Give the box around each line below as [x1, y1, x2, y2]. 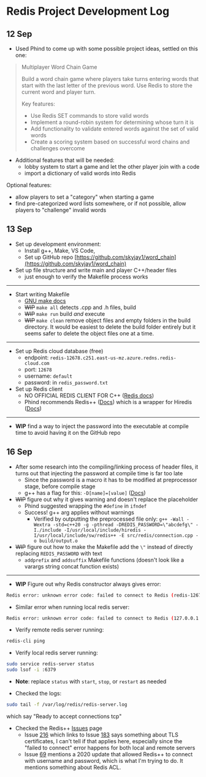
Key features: [21, 100, 55, 107]
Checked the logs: [15, 690, 62, 697]
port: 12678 [24, 366, 52, 373]
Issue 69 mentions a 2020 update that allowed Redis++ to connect [24, 750, 193, 758]
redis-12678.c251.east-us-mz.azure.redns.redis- [50, 354, 177, 361]
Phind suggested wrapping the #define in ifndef [24, 502, 147, 510]
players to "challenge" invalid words [15, 207, 107, 213]
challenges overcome [30, 145, 85, 151]
